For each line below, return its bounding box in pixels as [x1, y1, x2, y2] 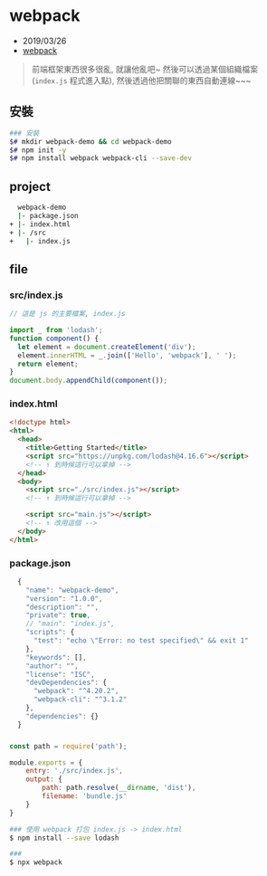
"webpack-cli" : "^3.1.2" [33, 695, 128, 704]
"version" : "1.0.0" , [25, 594, 103, 603]
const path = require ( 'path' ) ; [9, 741, 128, 751]
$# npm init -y [9, 146, 67, 155]
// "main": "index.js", [25, 619, 116, 629]
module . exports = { [9, 757, 83, 767]
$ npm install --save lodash [9, 833, 119, 843]
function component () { [9, 334, 100, 343]
